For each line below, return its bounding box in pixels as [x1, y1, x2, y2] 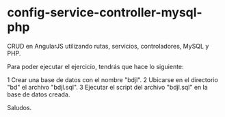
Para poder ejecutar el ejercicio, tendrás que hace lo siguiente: [7, 62, 184, 70]
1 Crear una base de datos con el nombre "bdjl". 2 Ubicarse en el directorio [7, 75, 219, 83]
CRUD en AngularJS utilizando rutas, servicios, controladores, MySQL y [7, 42, 209, 50]
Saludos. [7, 103, 32, 112]
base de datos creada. [7, 90, 70, 99]
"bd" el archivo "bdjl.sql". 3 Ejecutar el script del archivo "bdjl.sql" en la [7, 83, 209, 91]
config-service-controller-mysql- [7, 5, 203, 21]
